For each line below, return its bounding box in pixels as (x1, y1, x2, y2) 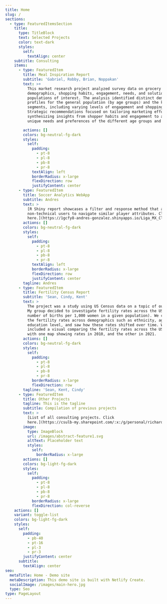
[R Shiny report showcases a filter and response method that (27, 206, 159, 211)
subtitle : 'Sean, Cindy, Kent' (23, 295, 88, 300)
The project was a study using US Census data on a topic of (27, 304, 157, 309)
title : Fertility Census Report (23, 290, 90, 295)
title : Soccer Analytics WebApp (23, 193, 90, 198)
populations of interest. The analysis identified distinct (27, 95, 155, 100)
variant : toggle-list (14, 512, 59, 518)
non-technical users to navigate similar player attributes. (27, 211, 157, 216)
